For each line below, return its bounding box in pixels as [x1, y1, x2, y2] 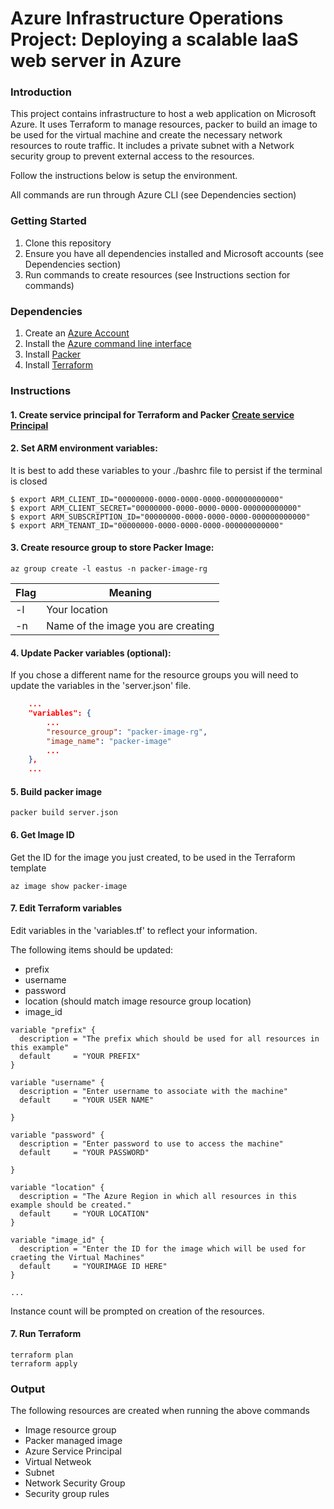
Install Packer [24, 348, 82, 361]
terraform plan [10, 1350, 74, 1361]
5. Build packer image [10, 785, 103, 797]
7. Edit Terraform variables [10, 902, 123, 914]
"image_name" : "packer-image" [46, 736, 172, 746]
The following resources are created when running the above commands [10, 1405, 310, 1417]
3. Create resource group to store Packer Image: [10, 542, 215, 554]
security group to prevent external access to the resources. [10, 150, 255, 162]
